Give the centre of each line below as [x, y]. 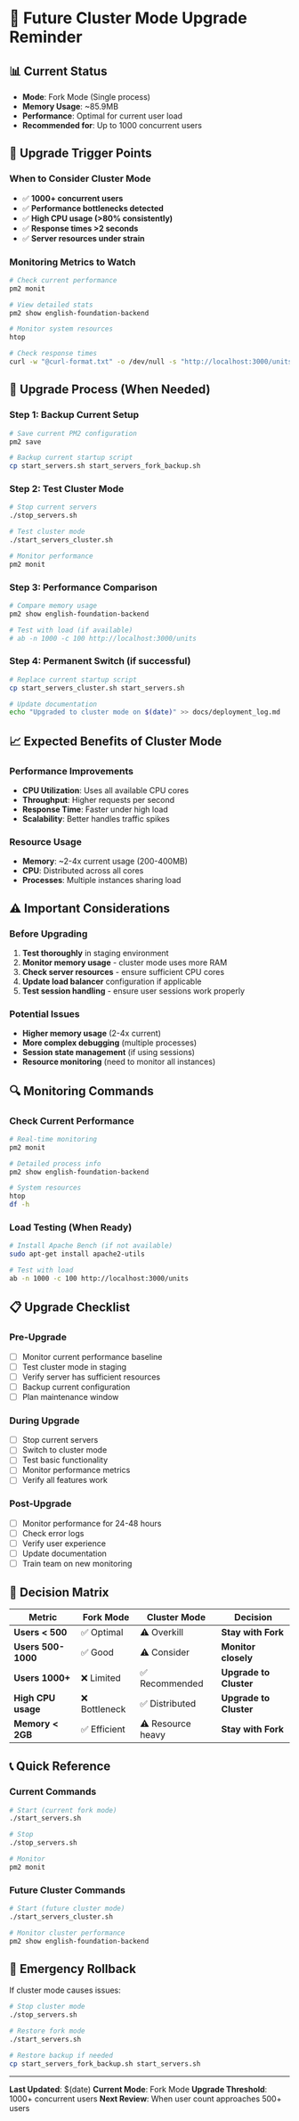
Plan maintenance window [70, 1396]
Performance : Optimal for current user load [102, 116]
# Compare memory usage [53, 606]
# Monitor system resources [61, 329]
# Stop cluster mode [48, 2007]
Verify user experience [64, 1543]
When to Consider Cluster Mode [80, 179]
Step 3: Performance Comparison [83, 587]
